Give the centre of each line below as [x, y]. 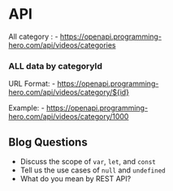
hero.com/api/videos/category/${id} [69, 92]
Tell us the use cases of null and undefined [93, 170]
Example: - [26, 108]
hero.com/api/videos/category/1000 [69, 117]
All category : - [33, 36]
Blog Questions [48, 142]
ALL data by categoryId [56, 66]
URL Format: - [32, 84]
